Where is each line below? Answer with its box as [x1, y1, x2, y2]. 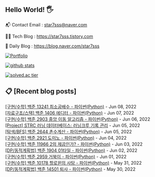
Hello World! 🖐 [5, 5, 54, 14]
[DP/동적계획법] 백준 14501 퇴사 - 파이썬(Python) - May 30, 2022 [5, 166, 136, 172]
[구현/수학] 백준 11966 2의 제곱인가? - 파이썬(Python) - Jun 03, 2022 [5, 141, 143, 147]
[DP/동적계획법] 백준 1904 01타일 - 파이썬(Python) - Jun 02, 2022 [5, 147, 138, 153]
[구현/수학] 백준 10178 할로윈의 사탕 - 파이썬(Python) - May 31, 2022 [5, 159, 142, 165]
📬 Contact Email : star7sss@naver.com [5, 21, 88, 27]
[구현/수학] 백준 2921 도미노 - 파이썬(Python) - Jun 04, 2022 [5, 134, 127, 140]
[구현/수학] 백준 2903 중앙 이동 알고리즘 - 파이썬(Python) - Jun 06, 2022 [5, 116, 150, 122]
